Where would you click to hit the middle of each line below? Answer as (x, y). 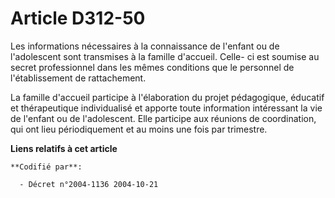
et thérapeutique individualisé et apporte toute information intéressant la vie (166, 108)
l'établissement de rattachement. (78, 78)
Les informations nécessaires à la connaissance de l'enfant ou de (145, 46)
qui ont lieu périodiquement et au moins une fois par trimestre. (139, 129)
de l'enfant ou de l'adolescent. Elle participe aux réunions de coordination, (163, 118)
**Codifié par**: (46, 167)
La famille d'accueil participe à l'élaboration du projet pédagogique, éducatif (167, 97)
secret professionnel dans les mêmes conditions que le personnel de (152, 67)
